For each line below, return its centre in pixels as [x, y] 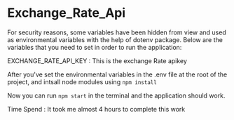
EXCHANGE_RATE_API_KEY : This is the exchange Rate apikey [97, 60]
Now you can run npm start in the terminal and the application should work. [116, 95]
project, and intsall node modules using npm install [82, 81]
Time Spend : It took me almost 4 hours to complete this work [96, 109]
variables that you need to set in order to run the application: [95, 47]
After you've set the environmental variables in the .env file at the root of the [117, 74]
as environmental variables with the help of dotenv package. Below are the [115, 39]
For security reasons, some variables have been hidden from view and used [117, 32]
